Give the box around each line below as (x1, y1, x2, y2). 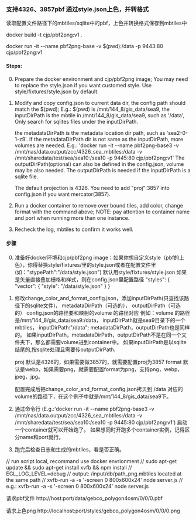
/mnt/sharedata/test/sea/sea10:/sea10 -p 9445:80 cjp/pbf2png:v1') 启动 (14, 419, 188, 426)
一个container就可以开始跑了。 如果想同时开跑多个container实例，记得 (14, 426, 185, 433)
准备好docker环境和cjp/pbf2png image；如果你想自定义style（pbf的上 (14, 254, 185, 261)
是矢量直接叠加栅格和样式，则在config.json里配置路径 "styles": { (14, 276, 170, 283)
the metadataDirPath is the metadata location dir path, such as (14, 129, 166, 136)
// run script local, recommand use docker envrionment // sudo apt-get (6, 457, 177, 464)
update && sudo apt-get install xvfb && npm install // (6, 464, 132, 471)
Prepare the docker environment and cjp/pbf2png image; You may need (14, 75, 188, 83)
